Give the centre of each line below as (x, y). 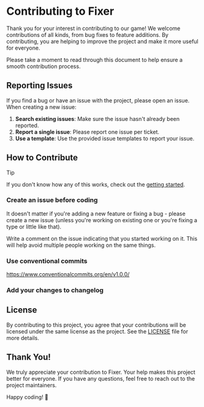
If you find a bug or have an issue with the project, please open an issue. (98, 100)
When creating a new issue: (41, 107)
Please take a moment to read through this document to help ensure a (94, 60)
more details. (23, 338)
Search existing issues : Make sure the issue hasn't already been (97, 118)
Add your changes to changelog (55, 290)
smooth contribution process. (43, 66)
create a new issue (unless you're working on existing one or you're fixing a (102, 220)
